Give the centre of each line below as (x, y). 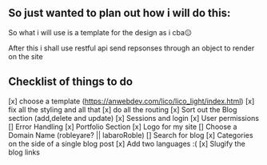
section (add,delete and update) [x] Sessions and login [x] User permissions (134, 118)
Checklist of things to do (71, 82)
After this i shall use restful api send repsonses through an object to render (132, 48)
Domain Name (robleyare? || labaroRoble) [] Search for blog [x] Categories (131, 135)
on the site (26, 56)
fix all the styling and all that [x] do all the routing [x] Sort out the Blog (123, 109)
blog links (24, 152)
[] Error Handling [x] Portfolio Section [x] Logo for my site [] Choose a (123, 127)
